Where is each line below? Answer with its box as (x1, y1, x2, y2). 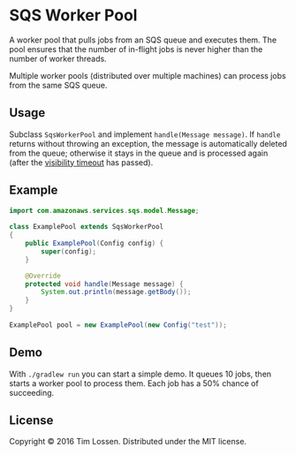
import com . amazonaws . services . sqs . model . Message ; (9, 206, 200, 215)
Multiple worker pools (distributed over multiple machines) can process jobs (9, 70, 286, 80)
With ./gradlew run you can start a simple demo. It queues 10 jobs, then (9, 368, 272, 379)
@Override (25, 271, 62, 280)
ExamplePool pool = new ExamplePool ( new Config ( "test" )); (9, 320, 227, 330)
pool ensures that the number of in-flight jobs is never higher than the (9, 43, 263, 54)
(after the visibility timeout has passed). (9, 156, 154, 168)
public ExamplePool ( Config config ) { (25, 239, 164, 248)
